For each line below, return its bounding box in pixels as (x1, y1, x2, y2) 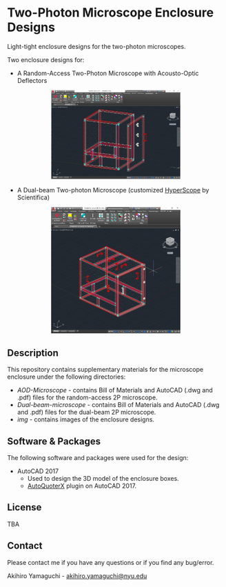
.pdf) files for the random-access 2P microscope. (17, 393, 158, 401)
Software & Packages (7, 435, 101, 447)
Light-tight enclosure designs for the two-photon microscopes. (7, 42, 186, 50)
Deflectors (17, 76, 48, 84)
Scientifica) (17, 193, 50, 201)
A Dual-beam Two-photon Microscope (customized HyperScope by (17, 186, 209, 194)
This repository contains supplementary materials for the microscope (7, 366, 204, 374)
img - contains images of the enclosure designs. (17, 415, 155, 424)
